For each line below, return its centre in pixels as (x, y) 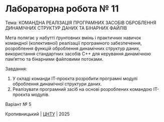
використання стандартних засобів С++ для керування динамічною (78, 54)
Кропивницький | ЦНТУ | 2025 (38, 114)
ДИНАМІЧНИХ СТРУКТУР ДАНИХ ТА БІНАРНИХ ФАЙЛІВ (66, 28)
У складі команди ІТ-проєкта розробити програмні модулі (75, 78)
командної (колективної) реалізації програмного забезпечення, (73, 43)
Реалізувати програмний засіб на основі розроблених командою (82, 89)
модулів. (40, 94)
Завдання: (16, 69)
